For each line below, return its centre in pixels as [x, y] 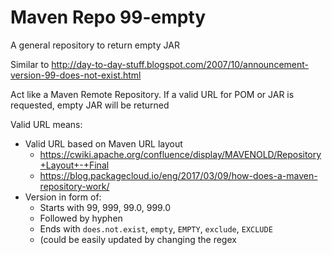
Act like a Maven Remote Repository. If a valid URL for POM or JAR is [152, 94]
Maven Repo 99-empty [108, 17]
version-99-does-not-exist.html [76, 75]
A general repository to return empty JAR [95, 45]
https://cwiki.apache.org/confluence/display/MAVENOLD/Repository [180, 154]
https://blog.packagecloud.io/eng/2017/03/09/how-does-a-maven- [178, 175]
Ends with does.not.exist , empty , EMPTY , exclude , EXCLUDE [156, 228]
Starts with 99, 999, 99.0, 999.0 [105, 207]
